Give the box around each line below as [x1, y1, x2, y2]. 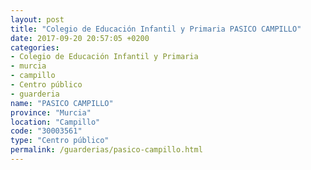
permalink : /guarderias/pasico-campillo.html [10, 145, 203, 155]
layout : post [10, 14, 65, 25]
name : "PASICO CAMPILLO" [10, 98, 114, 108]
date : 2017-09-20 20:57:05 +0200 [10, 33, 150, 43]
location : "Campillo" [10, 117, 101, 127]
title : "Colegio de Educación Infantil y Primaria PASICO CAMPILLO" [10, 24, 302, 34]
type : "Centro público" [10, 136, 110, 146]
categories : [10, 42, 60, 53]
